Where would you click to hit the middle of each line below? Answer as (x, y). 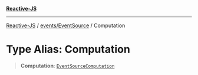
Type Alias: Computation (68, 49)
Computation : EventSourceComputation (67, 66)
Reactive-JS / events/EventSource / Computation (66, 25)
